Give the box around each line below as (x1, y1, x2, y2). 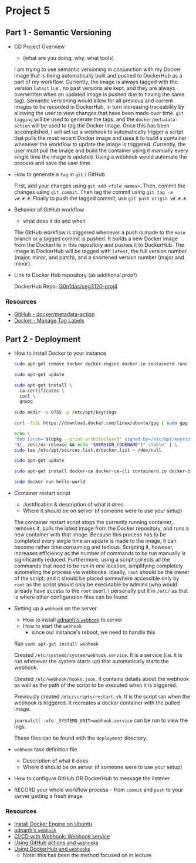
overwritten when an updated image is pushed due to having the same (13, 91, 185, 98)
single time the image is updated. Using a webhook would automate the (13, 153, 187, 160)
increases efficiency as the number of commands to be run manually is (13, 550, 186, 557)
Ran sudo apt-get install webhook (13, 640, 99, 647)
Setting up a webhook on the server (13, 605, 97, 612)
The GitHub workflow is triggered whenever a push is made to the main (13, 229, 186, 236)
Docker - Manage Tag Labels (13, 317, 85, 324)
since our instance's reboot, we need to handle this (31, 629, 156, 636)
